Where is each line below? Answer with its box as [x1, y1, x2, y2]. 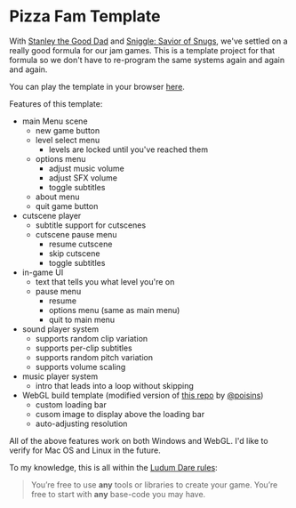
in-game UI [21, 267, 64, 278]
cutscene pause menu [35, 229, 117, 239]
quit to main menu [48, 314, 116, 325]
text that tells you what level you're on [35, 276, 175, 286]
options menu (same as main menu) [48, 304, 180, 315]
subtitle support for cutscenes [35, 220, 147, 230]
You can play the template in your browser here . [9, 81, 185, 92]
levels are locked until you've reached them [48, 144, 209, 155]
